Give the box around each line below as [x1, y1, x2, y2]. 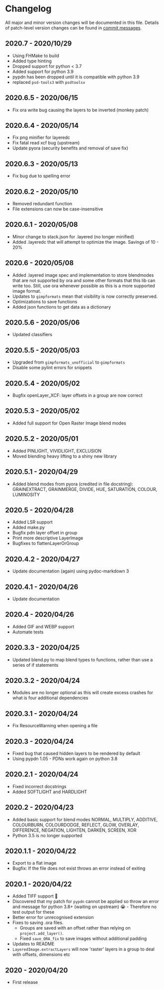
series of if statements [12, 662, 59, 668]
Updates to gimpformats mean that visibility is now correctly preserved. [12, 293, 158, 299]
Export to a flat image [12, 860, 57, 866]
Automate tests [12, 629, 44, 635]
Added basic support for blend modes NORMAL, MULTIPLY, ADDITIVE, [12, 816, 158, 822]
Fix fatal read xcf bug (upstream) [12, 140, 80, 146]
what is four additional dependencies [12, 695, 88, 701]
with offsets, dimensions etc [12, 952, 71, 958]
